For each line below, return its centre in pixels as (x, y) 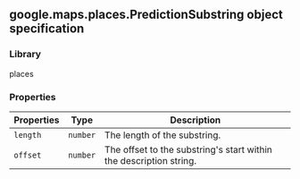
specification (47, 29)
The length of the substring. (162, 135)
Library (25, 55)
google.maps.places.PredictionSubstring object (146, 15)
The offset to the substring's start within (188, 149)
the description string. (150, 160)
